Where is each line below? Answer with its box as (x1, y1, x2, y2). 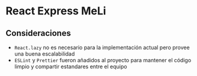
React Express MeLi (5, 4, 106, 18)
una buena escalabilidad (14, 50, 75, 57)
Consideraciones (5, 28, 71, 38)
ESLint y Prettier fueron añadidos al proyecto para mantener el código (14, 57, 192, 63)
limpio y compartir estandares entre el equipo (14, 63, 127, 70)
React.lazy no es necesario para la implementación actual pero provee (14, 44, 190, 51)
